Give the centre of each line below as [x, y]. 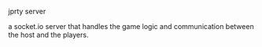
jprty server [27, 11]
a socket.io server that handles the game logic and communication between [131, 26]
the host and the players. [48, 35]
